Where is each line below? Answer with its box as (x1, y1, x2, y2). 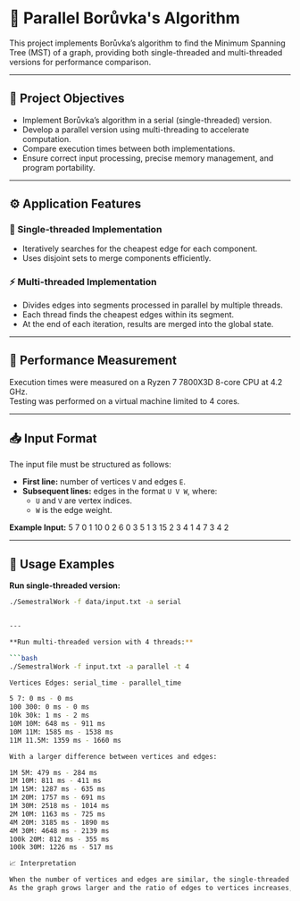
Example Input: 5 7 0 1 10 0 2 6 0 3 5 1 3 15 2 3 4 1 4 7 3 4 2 (9, 522, 229, 533)
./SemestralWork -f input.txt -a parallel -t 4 (9, 661, 190, 671)
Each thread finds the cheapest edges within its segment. (21, 308, 235, 320)
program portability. (21, 162, 96, 173)
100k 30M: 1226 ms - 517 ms (9, 843, 114, 852)
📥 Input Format (9, 431, 97, 446)
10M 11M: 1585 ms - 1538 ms (9, 728, 114, 737)
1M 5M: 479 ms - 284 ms (9, 768, 98, 777)
